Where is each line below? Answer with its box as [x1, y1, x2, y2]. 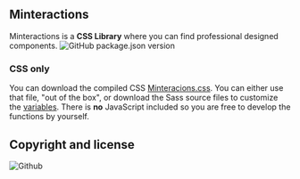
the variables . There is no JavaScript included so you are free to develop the [9, 102, 291, 112]
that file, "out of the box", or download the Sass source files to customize [9, 93, 279, 103]
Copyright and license [9, 137, 136, 152]
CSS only [9, 62, 51, 75]
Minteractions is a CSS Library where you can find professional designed [9, 30, 279, 41]
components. [9, 40, 58, 51]
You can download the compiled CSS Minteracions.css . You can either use [9, 83, 284, 94]
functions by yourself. [9, 111, 89, 122]
